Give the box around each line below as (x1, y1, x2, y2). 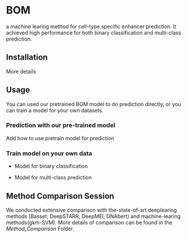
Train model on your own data (6, 149, 92, 157)
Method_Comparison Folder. (6, 225, 74, 232)
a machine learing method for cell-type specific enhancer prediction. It (6, 23, 176, 30)
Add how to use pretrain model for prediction (6, 134, 115, 141)
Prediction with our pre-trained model (6, 121, 116, 130)
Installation (6, 52, 48, 62)
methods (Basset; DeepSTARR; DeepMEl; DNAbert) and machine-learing (6, 212, 181, 220)
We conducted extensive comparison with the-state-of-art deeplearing (6, 206, 177, 213)
